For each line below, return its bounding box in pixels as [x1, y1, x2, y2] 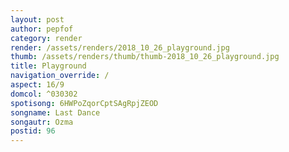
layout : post [10, 14, 65, 25]
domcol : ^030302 [10, 89, 78, 99]
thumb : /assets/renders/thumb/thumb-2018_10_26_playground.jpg [10, 52, 280, 62]
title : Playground [10, 61, 87, 71]
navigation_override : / [10, 71, 110, 81]
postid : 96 [10, 126, 56, 136]
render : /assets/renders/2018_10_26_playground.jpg [10, 42, 230, 53]
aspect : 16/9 [10, 80, 65, 90]
